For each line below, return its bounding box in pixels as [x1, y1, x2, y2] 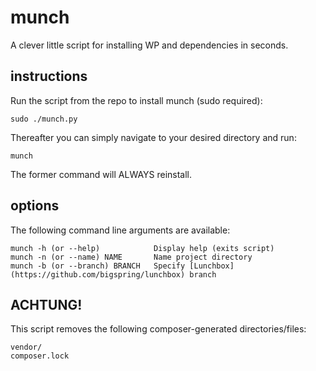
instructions [10, 68, 88, 85]
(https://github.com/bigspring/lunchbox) [10, 269, 186, 280]
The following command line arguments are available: [10, 224, 231, 236]
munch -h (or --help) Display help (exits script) [10, 243, 275, 253]
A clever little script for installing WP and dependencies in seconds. [10, 39, 289, 51]
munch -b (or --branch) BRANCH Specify [10, 261, 186, 271]
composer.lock [10, 351, 70, 361]
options [10, 197, 60, 215]
